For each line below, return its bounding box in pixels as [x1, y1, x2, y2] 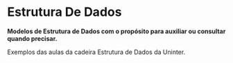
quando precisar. [7, 34, 58, 42]
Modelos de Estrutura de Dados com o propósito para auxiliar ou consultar [7, 27, 226, 35]
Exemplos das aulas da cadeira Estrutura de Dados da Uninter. [7, 48, 186, 56]
